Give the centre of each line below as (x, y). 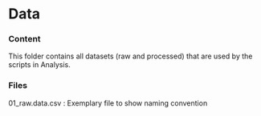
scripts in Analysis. (39, 65)
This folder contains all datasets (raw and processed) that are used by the (130, 56)
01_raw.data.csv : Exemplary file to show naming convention (108, 103)
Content (25, 39)
